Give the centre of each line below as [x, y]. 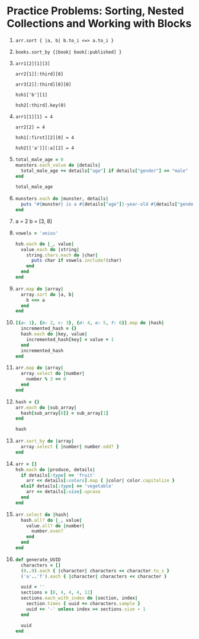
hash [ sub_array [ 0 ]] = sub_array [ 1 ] [65, 413]
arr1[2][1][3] [33, 64]
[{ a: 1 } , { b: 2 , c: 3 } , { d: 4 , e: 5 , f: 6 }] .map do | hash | [90, 323]
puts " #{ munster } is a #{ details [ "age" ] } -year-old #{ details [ [99, 204]
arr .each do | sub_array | [46, 408]
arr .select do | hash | [42, 515]
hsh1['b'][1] [31, 95]
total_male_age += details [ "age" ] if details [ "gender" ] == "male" [105, 171]
